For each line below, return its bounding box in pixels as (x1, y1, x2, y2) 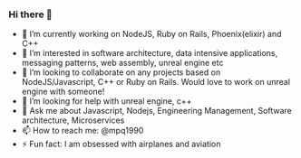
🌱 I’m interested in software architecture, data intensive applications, (21, 48, 278, 59)
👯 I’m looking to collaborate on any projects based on (21, 67, 221, 78)
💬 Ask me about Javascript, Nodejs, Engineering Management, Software (21, 106, 292, 116)
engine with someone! (21, 86, 105, 98)
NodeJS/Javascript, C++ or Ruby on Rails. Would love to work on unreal (21, 77, 291, 88)
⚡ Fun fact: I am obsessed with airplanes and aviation (21, 139, 221, 150)
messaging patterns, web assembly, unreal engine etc (21, 58, 224, 69)
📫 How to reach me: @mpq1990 (21, 125, 144, 136)
